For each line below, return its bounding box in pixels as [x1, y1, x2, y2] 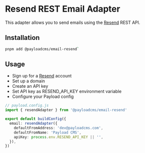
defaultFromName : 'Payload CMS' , [14, 130, 82, 135]
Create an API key [12, 83, 49, 89]
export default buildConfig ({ [5, 116, 67, 121]
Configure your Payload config [12, 94, 74, 99]
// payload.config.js [5, 103, 49, 108]
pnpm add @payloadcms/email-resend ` [5, 46, 79, 52]
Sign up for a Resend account [12, 73, 72, 79]
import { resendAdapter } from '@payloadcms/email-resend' [5, 108, 127, 113]
